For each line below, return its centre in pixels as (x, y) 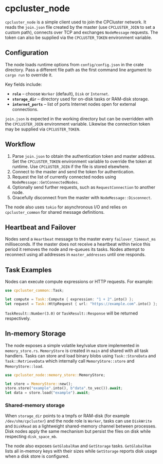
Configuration (27, 53)
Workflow (20, 144)
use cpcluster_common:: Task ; (35, 291)
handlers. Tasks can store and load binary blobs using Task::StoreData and (81, 355)
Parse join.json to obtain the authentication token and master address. (84, 156)
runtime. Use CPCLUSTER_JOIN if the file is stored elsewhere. (71, 167)
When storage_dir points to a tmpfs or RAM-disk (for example (67, 416)
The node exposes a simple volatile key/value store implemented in (72, 345)
